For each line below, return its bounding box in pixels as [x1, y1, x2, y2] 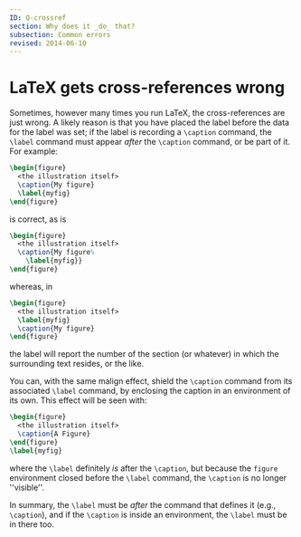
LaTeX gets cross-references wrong [9, 78, 286, 98]
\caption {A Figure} [17, 429, 91, 439]
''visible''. [9, 482, 45, 493]
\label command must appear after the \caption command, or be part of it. [9, 137, 291, 148]
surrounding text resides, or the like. [9, 359, 145, 369]
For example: [9, 146, 59, 157]
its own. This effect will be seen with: [9, 395, 147, 406]
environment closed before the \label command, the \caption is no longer [9, 472, 287, 483]
